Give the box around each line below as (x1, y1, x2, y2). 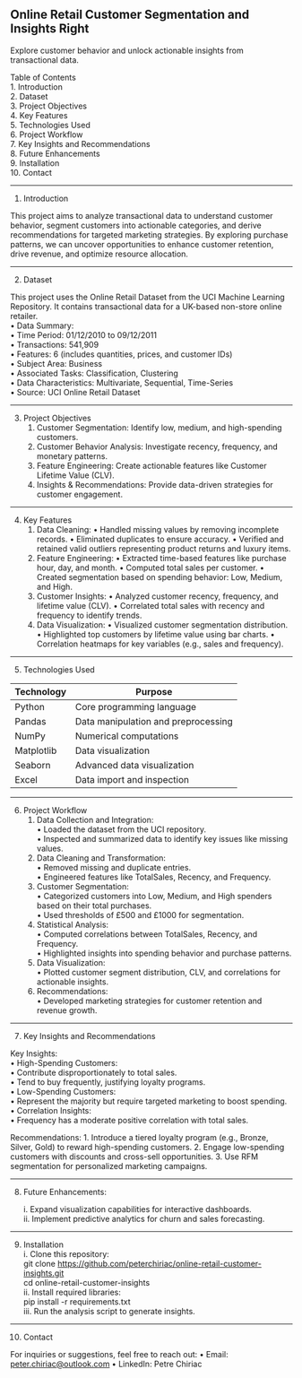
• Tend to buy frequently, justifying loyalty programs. (10, 1076, 206, 1088)
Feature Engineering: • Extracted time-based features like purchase (36, 552, 287, 563)
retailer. (10, 310, 39, 321)
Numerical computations (75, 730, 179, 742)
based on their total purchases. (36, 900, 152, 911)
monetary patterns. (36, 450, 108, 461)
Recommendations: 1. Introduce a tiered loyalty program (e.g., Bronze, (10, 1131, 269, 1142)
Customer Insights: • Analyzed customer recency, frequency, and (36, 591, 279, 602)
